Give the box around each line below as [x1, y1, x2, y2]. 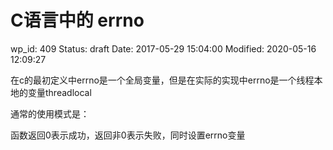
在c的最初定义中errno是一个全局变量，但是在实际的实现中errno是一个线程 [10, 74, 315, 86]
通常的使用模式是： [10, 107, 90, 120]
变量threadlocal [27, 86, 92, 98]
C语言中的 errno [10, 9, 145, 32]
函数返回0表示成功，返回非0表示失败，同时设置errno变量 [10, 129, 246, 141]
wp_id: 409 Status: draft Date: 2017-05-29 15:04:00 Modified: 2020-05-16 [10, 42, 317, 55]
